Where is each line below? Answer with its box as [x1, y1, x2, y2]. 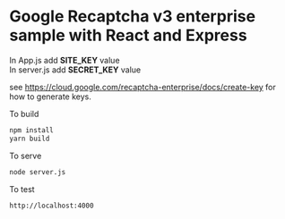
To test [9, 183, 35, 194]
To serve [9, 150, 42, 161]
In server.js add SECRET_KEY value [9, 64, 142, 75]
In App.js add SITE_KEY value [9, 55, 120, 65]
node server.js [9, 167, 66, 176]
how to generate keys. [9, 91, 91, 102]
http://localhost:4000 [9, 201, 94, 210]
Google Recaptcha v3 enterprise [9, 6, 256, 27]
